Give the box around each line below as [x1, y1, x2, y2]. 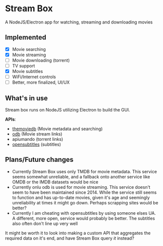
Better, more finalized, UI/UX [12, 79, 70, 86]
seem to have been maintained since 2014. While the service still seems [12, 189, 157, 195]
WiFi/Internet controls [12, 74, 56, 80]
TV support [12, 63, 35, 68]
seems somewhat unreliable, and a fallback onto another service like [12, 174, 150, 179]
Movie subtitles [12, 68, 43, 74]
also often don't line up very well [12, 221, 78, 226]
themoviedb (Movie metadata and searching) [12, 126, 103, 132]
